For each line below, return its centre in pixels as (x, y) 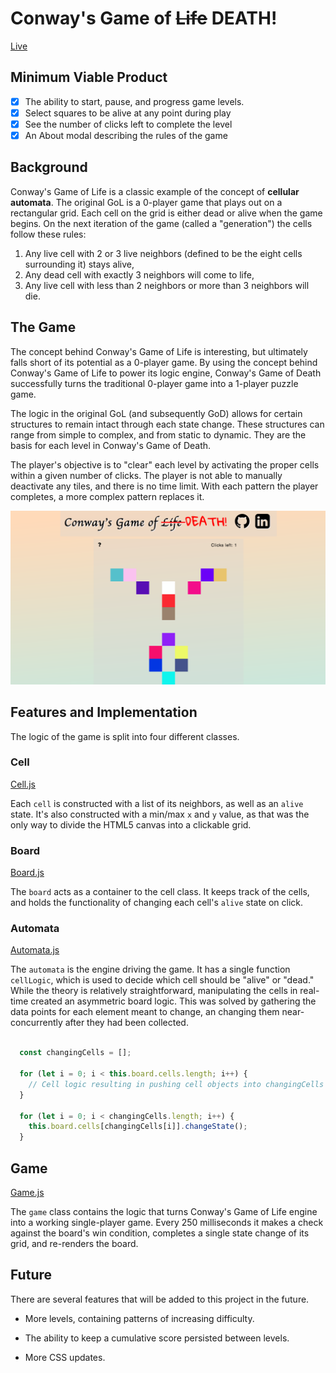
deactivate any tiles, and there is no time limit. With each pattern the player (164, 486)
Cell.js (23, 784)
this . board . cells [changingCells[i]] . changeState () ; (138, 1127)
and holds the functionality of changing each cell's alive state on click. (157, 903)
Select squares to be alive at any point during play (128, 113)
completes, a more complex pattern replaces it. (107, 496)
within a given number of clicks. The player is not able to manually (146, 475)
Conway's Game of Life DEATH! (144, 18)
